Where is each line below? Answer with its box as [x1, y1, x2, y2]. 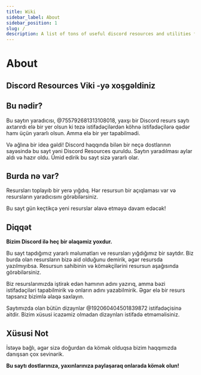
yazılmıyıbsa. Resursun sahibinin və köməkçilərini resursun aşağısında [6, 263, 179, 270]
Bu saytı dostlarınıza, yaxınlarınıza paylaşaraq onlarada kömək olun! [6, 362, 179, 369]
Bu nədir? [6, 101, 43, 111]
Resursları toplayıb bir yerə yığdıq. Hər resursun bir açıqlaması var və [6, 187, 176, 194]
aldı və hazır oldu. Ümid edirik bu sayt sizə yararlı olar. [6, 154, 139, 161]
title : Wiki [6, 8, 36, 15]
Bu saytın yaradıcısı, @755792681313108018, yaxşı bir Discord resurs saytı [6, 117, 190, 124]
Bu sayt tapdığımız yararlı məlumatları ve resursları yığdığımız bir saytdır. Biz [6, 249, 194, 257]
